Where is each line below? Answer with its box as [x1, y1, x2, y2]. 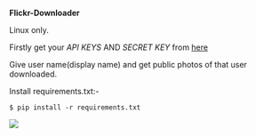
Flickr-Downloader [9, 8, 80, 18]
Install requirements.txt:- [9, 86, 100, 96]
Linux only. [9, 25, 49, 35]
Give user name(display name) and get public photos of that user [9, 60, 247, 69]
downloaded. [9, 68, 58, 79]
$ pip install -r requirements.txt [9, 103, 141, 112]
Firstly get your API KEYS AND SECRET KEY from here [9, 42, 209, 52]
